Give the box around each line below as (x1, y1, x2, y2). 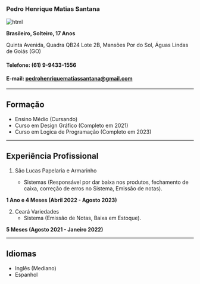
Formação (6, 100, 45, 110)
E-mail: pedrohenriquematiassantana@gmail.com (6, 75, 133, 82)
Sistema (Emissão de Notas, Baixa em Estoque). (23, 214, 142, 221)
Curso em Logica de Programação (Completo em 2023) (14, 128, 152, 135)
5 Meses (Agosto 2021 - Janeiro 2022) (6, 226, 104, 233)
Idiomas (6, 249, 37, 259)
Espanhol (14, 271, 38, 278)
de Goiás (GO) (6, 48, 42, 55)
